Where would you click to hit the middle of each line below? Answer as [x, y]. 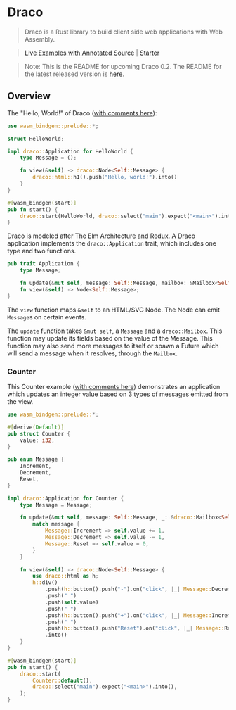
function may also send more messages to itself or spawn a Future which [113, 346]
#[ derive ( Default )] [36, 427]
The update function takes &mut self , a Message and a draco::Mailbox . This [115, 331]
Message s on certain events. [47, 317]
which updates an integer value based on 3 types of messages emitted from [118, 394]
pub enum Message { [36, 459]
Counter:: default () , [63, 680]
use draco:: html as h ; [66, 576]
